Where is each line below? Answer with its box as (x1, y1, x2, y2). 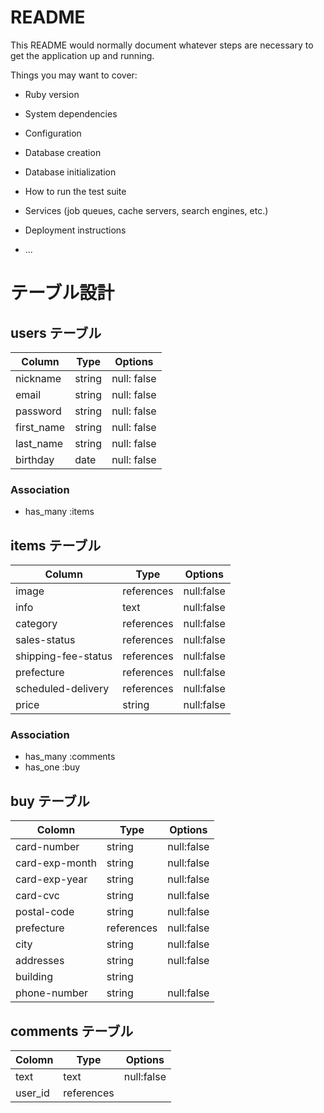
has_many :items (24, 506, 95, 518)
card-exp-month (15, 856, 97, 870)
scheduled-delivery (15, 682, 110, 696)
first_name (15, 420, 66, 434)
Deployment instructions (24, 224, 127, 236)
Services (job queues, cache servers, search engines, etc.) (24, 204, 269, 216)
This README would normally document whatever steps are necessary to (10, 39, 314, 51)
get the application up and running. (10, 49, 155, 61)
